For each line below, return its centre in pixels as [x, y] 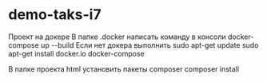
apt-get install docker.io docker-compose [77, 53]
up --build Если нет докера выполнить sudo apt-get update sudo [150, 45]
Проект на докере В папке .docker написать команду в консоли [117, 37]
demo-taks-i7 [55, 15]
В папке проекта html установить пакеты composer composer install [124, 68]
